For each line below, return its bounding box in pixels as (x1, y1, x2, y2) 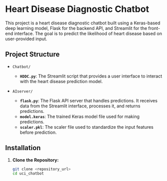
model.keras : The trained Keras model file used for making (19, 113, 140, 119)
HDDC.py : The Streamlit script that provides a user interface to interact (19, 73, 163, 79)
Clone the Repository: (12, 157, 59, 163)
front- (148, 25, 161, 31)
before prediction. (19, 129, 57, 135)
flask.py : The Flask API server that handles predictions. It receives (19, 97, 158, 103)
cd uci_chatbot (12, 171, 44, 176)
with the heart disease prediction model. (19, 78, 103, 84)
